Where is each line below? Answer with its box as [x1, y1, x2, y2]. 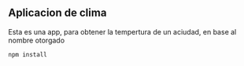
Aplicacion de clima [8, 6, 107, 20]
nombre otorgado [8, 35, 65, 45]
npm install [8, 50, 47, 58]
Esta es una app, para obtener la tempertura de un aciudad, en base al [8, 27, 237, 36]
